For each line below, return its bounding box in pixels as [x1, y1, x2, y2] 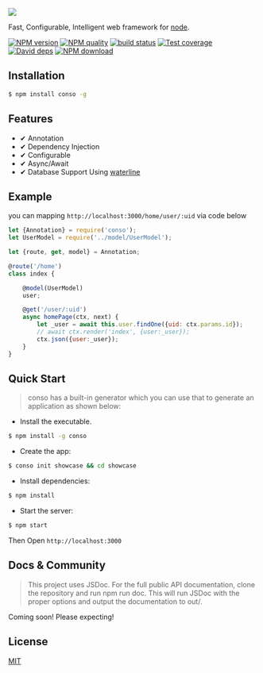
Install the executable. [19, 417, 92, 426]
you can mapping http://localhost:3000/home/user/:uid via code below [8, 211, 247, 221]
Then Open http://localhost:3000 [8, 536, 122, 545]
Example [8, 190, 52, 203]
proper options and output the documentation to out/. [27, 596, 203, 606]
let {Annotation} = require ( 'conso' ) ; [8, 226, 137, 234]
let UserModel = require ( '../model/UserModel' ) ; [8, 234, 172, 242]
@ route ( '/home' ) [8, 262, 62, 270]
